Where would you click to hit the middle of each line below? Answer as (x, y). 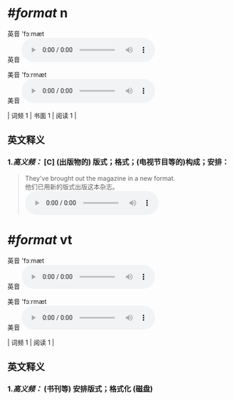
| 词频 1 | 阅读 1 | (31, 342)
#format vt (40, 240)
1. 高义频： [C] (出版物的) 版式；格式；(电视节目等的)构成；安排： (118, 162)
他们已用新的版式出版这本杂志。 (71, 186)
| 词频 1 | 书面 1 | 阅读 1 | (42, 115)
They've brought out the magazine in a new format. (100, 178)
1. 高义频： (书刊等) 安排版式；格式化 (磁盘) (80, 389)
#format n (38, 13)
